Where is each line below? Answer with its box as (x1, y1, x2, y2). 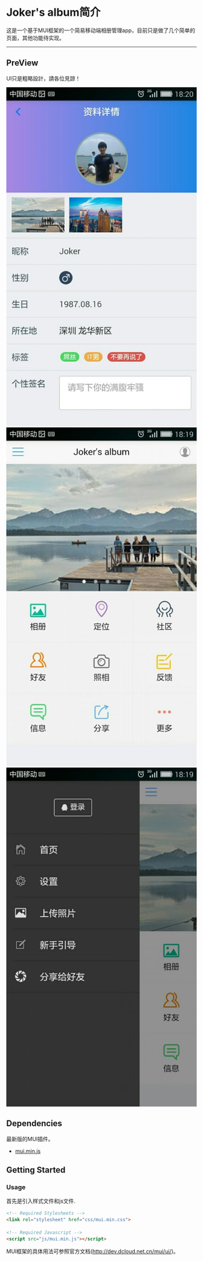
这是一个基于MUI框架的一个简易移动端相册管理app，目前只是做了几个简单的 (6, 27, 195, 34)
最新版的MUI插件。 (6, 1135, 54, 1142)
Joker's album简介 (6, 5, 101, 19)
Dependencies (6, 1118, 62, 1129)
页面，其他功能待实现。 (6, 34, 65, 41)
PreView (6, 58, 39, 68)
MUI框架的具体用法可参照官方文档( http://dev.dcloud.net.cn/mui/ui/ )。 (6, 1248, 179, 1255)
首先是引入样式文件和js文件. (6, 1197, 76, 1205)
